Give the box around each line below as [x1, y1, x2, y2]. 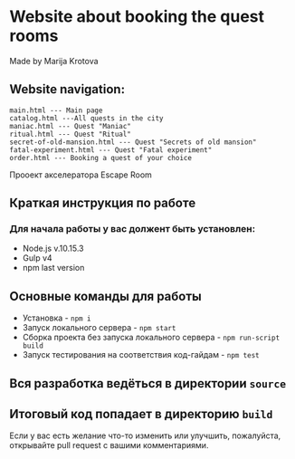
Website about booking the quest [9, 6, 265, 27]
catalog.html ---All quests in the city [9, 113, 165, 123]
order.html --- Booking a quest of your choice [9, 153, 193, 162]
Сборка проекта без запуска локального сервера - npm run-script [22, 332, 281, 343]
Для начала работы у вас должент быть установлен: [9, 223, 256, 235]
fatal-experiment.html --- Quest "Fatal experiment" [9, 145, 213, 155]
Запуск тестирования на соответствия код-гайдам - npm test [22, 349, 260, 360]
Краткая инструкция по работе [9, 196, 196, 211]
